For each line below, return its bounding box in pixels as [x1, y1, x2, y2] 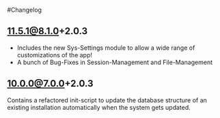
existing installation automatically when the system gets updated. [7, 103, 191, 111]
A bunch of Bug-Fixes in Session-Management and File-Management [16, 58, 213, 66]
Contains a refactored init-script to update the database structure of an [7, 95, 207, 104]
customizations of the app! [16, 50, 93, 59]
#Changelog [7, 6, 42, 14]
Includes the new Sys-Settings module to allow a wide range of [16, 44, 195, 52]
